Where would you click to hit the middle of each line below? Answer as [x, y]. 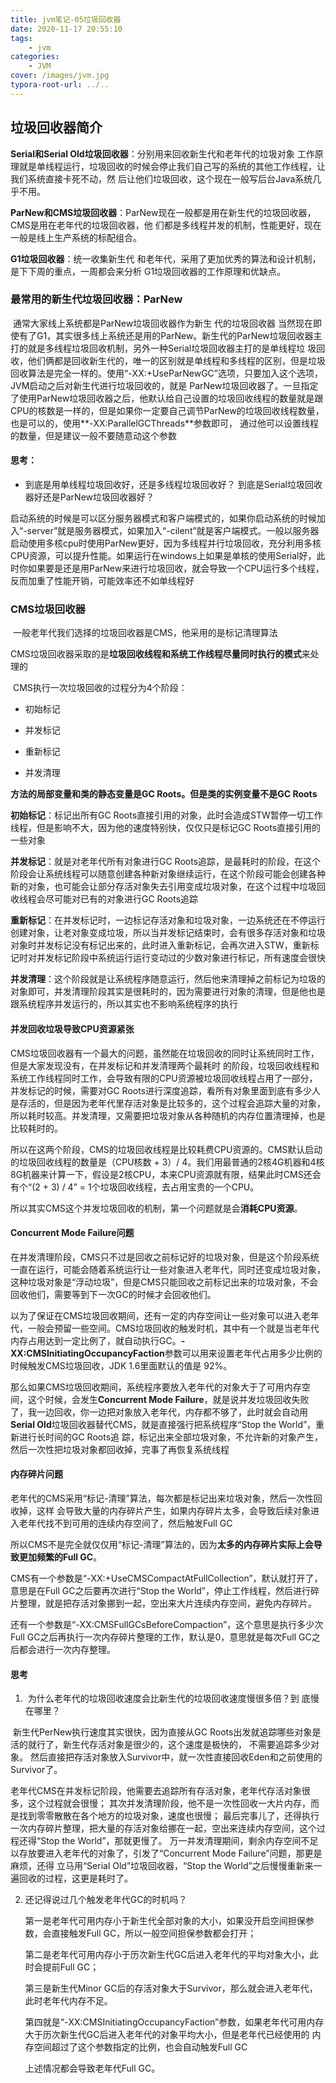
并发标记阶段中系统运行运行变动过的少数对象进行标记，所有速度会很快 [181, 958]
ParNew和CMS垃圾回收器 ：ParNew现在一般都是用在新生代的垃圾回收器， [163, 212]
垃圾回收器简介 [56, 127]
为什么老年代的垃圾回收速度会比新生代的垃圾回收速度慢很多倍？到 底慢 [173, 1698]
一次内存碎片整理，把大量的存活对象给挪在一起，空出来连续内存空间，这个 [163, 1828]
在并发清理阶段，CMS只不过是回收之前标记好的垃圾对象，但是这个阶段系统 [165, 1257]
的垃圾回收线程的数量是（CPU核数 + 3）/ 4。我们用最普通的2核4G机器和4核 [167, 1162]
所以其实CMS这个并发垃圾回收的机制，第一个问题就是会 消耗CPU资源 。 [156, 1208]
